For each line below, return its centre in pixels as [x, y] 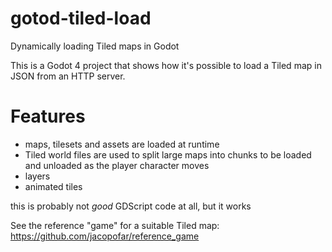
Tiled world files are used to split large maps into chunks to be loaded [168, 154]
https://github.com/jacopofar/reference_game [105, 236]
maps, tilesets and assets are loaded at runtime [122, 144]
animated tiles [53, 186]
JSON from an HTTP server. [68, 76]
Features [48, 116]
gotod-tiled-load [81, 18]
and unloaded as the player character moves [117, 165]
